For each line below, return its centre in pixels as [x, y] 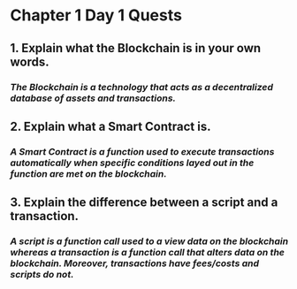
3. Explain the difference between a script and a [144, 203]
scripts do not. [42, 275]
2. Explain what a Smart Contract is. [110, 126]
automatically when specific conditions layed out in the [132, 163]
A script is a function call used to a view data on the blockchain [149, 241]
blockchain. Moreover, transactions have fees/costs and [135, 263]
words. [30, 61]
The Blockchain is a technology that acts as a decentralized [141, 87]
